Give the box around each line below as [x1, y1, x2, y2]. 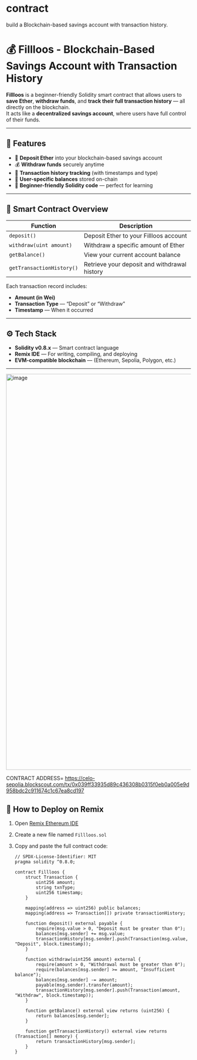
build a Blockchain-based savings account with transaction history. [6, 21, 168, 28]
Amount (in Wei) [14, 294, 56, 301]
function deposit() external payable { [25, 920, 123, 927]
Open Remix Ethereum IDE [14, 820, 79, 827]
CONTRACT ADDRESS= [6, 775, 64, 782]
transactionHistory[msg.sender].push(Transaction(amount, [36, 987, 181, 993]
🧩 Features [6, 138, 46, 148]
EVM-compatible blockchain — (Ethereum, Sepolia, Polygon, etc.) [14, 357, 176, 364]
